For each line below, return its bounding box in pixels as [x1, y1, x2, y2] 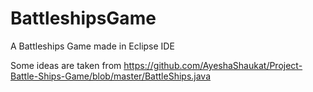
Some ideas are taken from [10, 59, 122, 71]
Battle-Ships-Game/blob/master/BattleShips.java [10, 70, 212, 82]
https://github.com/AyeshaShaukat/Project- [123, 59, 303, 71]
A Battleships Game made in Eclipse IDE [10, 40, 175, 52]
